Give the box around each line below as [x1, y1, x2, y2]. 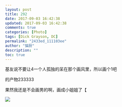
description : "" [5, 48, 38, 53]
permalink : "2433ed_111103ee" [5, 39, 67, 44]
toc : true [5, 52, 25, 57]
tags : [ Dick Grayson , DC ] [5, 35, 58, 39]
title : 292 [5, 12, 27, 17]
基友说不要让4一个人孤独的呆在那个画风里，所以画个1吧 [5, 66, 117, 72]
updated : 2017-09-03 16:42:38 [5, 20, 67, 26]
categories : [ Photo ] [5, 30, 48, 35]
